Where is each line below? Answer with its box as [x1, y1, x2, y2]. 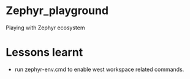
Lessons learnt [6, 45, 83, 59]
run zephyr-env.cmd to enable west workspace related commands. [14, 66, 184, 73]
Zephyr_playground [6, 4, 108, 18]
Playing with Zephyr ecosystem [6, 24, 85, 31]
